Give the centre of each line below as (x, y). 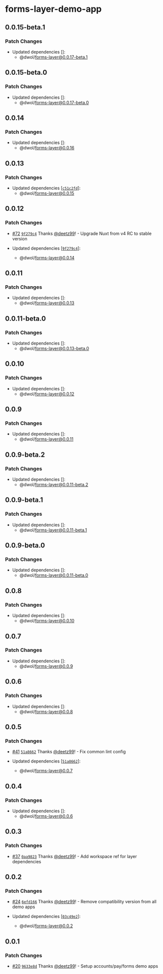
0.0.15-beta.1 (25, 27)
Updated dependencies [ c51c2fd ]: (46, 188)
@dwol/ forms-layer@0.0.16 (47, 148)
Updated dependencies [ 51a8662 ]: (46, 761)
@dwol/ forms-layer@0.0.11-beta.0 (54, 575)
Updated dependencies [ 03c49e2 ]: (46, 916)
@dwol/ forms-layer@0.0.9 (46, 666)
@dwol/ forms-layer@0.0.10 (47, 621)
